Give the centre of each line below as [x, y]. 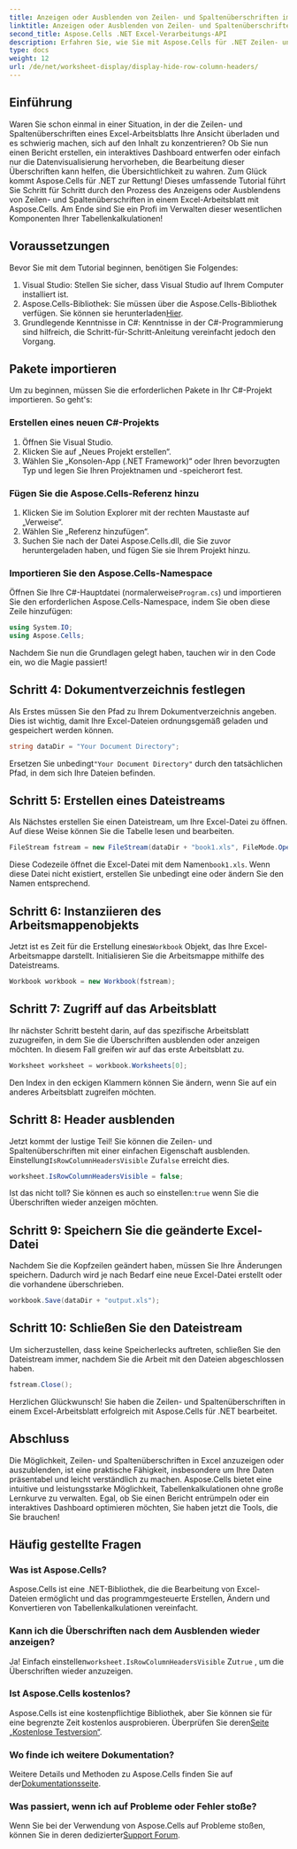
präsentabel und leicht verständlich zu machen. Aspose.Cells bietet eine [141, 1479]
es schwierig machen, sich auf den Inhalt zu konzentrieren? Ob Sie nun [139, 143]
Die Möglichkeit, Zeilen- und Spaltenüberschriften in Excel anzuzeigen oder [147, 1460]
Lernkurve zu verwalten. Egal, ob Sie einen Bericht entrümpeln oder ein [139, 1498]
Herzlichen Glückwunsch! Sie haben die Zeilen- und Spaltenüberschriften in [147, 1401]
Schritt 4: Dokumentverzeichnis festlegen [127, 690]
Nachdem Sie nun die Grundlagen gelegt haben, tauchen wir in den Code [142, 652]
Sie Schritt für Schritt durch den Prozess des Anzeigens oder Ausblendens [145, 190]
